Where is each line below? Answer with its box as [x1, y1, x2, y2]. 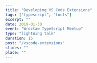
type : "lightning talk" [5, 31, 56, 36]
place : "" [5, 50, 27, 55]
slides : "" [5, 45, 29, 50]
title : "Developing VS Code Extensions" [5, 7, 93, 13]
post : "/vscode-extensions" [5, 41, 65, 46]
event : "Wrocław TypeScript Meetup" [5, 26, 83, 31]
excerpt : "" [5, 17, 31, 22]
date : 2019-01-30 [5, 21, 42, 27]
